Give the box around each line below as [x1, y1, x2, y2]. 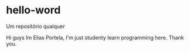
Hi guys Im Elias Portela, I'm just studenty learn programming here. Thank [6, 34, 184, 41]
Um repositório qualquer [6, 23, 65, 30]
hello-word [6, 3, 61, 17]
